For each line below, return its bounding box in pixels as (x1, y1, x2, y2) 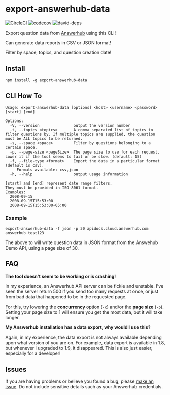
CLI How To (5, 92, 42, 100)
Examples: (5, 189, 26, 195)
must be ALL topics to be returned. (5, 136, 83, 141)
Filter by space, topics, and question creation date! (5, 49, 112, 55)
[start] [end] (5, 109, 36, 114)
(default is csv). (5, 163, 44, 168)
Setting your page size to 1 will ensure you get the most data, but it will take (5, 309, 163, 315)
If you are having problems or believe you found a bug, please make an (5, 378, 154, 384)
